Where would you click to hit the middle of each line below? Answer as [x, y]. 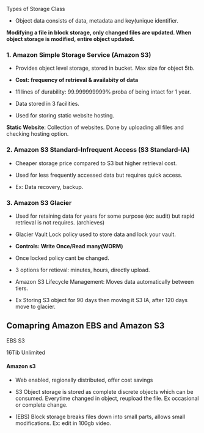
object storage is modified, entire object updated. [71, 39]
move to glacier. [35, 306]
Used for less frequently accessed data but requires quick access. [99, 175]
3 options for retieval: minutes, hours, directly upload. [82, 270]
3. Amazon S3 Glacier [39, 202]
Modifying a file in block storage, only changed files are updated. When [99, 32]
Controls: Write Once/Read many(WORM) [69, 246]
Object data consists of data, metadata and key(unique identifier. [97, 20]
